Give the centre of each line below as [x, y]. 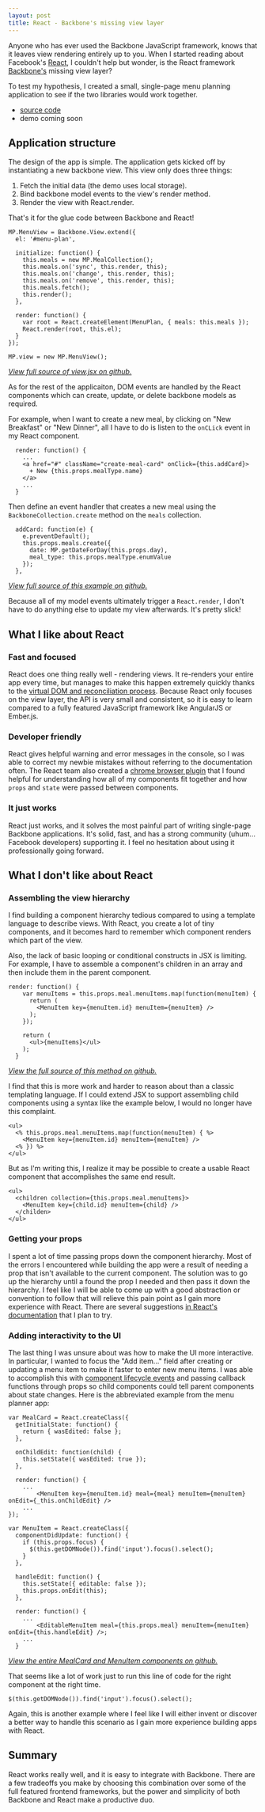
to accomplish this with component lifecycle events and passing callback [127, 1378]
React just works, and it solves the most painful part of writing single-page [130, 825]
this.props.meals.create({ [67, 544]
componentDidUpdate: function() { [72, 1535]
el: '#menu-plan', [46, 239]
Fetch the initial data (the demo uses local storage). [103, 186]
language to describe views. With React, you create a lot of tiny [112, 923]
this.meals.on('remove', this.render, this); [99, 281]
